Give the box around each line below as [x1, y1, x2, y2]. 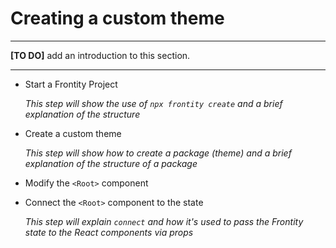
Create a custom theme [24, 127, 122, 139]
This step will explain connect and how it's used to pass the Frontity [24, 215, 304, 227]
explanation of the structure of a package [24, 157, 198, 169]
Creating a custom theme [10, 7, 225, 30]
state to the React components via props [24, 226, 194, 238]
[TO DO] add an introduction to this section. [10, 49, 191, 61]
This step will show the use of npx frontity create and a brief [24, 97, 283, 109]
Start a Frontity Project [24, 78, 118, 90]
